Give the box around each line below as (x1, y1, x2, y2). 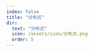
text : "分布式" (12, 25, 47, 32)
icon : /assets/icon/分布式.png (12, 31, 88, 37)
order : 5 (12, 36, 34, 42)
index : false (6, 8, 39, 15)
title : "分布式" (6, 14, 45, 20)
